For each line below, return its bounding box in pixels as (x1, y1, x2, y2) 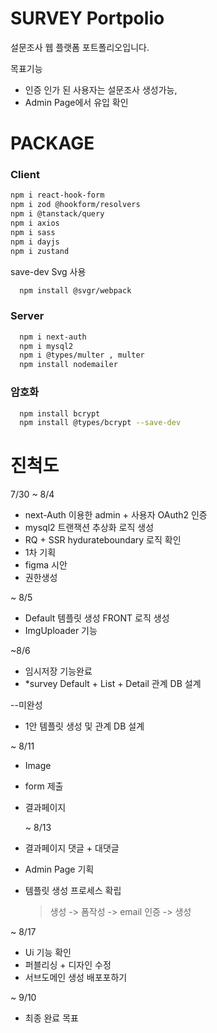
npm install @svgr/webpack (19, 285, 132, 296)
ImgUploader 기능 (24, 625, 98, 637)
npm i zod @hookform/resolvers (10, 200, 141, 210)
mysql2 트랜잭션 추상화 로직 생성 (24, 522, 155, 534)
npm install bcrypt (19, 408, 101, 419)
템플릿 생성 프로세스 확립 (24, 885, 122, 897)
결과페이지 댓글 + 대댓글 (24, 842, 120, 854)
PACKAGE (10, 132, 95, 155)
